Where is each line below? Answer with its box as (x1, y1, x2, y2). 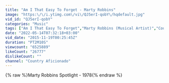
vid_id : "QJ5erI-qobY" (5, 16, 53, 21)
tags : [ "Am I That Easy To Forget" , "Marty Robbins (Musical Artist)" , (5, 26, 156, 31)
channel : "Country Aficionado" (5, 58, 71, 63)
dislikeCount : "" (5, 53, 42, 59)
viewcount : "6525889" (5, 44, 51, 49)
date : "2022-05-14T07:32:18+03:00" (5, 30, 80, 35)
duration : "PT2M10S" (5, 40, 49, 45)
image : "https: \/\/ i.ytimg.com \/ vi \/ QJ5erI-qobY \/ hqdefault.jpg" (5, 12, 145, 17)
